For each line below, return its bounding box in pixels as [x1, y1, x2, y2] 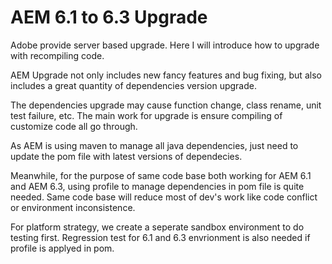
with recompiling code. [10, 49, 105, 61]
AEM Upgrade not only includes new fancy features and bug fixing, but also [10, 69, 322, 81]
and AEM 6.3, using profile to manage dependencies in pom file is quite [10, 180, 305, 192]
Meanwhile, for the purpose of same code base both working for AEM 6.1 [10, 169, 312, 181]
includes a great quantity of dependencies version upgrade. [10, 79, 257, 91]
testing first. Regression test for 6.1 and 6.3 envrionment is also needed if [10, 231, 311, 243]
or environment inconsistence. [10, 201, 136, 213]
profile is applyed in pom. [10, 242, 115, 254]
